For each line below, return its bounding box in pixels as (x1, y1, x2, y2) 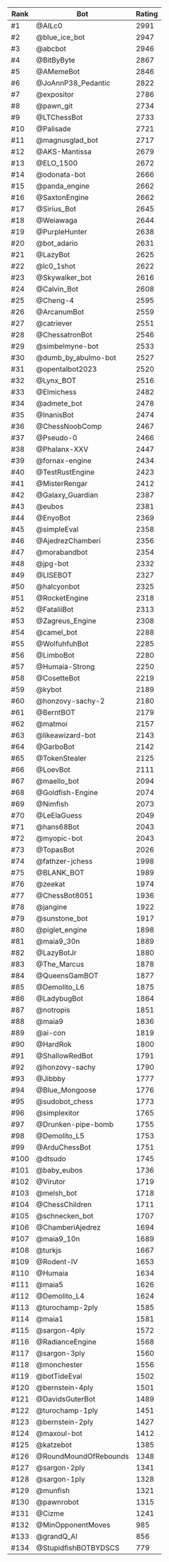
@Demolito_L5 (36, 1131, 84, 1140)
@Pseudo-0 (36, 433, 77, 442)
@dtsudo (36, 1154, 67, 1163)
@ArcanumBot (36, 307, 84, 316)
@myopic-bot (36, 834, 83, 843)
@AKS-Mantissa (36, 147, 92, 156)
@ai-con (36, 1028, 66, 1037)
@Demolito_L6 (36, 982, 84, 992)
